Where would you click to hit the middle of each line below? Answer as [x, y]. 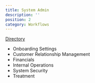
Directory [15, 39]
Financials [23, 60]
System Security [30, 71]
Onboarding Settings [35, 49]
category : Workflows [27, 24]
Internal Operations [33, 65]
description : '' [23, 15]
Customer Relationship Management [51, 54]
